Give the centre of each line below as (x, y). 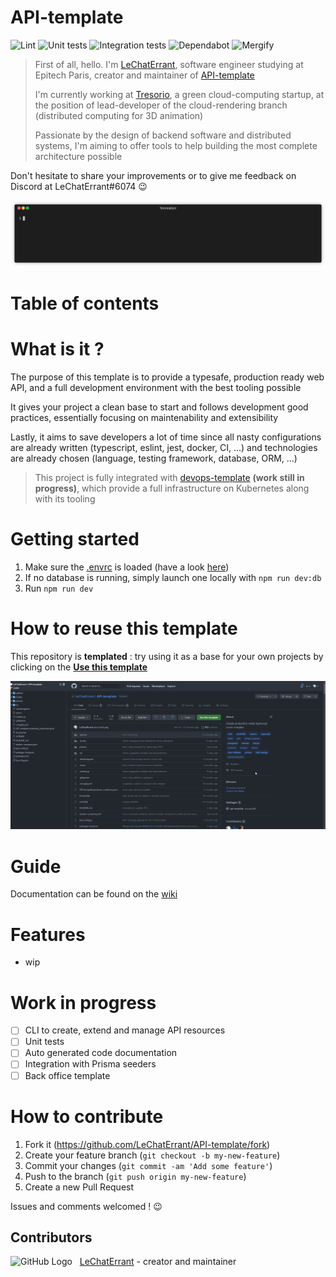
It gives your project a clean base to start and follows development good (159, 407)
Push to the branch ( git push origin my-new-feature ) (135, 1176)
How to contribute (87, 1116)
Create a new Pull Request (79, 1187)
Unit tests (44, 1042)
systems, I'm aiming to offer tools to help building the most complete (176, 145)
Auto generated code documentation (101, 1053)
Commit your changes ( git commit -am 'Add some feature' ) (148, 1165)
